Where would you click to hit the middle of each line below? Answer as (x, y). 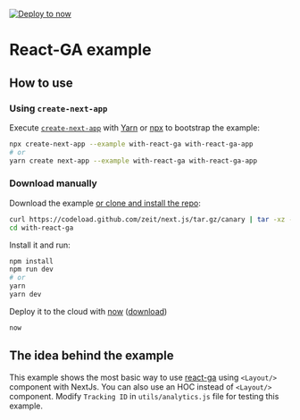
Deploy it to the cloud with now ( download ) (88, 311)
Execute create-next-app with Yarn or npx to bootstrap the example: (135, 127)
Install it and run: (40, 245)
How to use (41, 83)
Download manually (54, 183)
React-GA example (80, 50)
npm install (31, 261)
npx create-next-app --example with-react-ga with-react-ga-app (131, 144)
